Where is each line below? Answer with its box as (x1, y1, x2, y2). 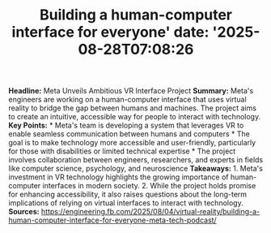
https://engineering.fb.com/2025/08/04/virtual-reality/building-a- (40, 207, 260, 217)
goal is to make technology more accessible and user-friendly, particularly (8, 138, 256, 148)
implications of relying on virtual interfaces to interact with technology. (8, 198, 244, 208)
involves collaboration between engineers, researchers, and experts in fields (8, 155, 264, 165)
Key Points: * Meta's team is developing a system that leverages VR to (8, 120, 244, 131)
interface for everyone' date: (11, 23, 210, 41)
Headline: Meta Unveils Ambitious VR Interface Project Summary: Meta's (8, 86, 254, 96)
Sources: (8, 207, 40, 217)
